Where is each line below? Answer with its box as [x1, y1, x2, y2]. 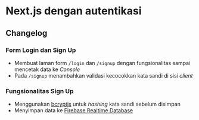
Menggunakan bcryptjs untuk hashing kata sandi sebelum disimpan [14, 100, 181, 108]
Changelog [5, 28, 48, 38]
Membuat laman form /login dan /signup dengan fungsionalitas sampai [14, 59, 191, 66]
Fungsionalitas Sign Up [5, 87, 74, 95]
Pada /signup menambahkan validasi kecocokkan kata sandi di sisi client [14, 72, 193, 79]
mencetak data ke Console [14, 66, 80, 73]
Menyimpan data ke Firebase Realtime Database [14, 107, 133, 114]
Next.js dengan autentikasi [5, 4, 142, 18]
